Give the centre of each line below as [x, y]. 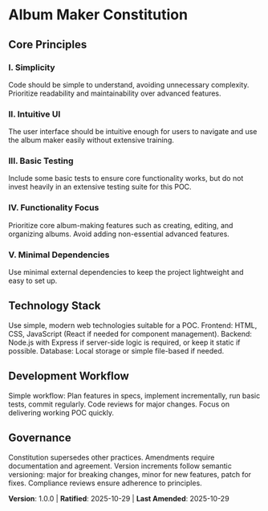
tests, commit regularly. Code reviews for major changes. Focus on [119, 404]
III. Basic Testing [41, 161]
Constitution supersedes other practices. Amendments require [112, 457]
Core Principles [48, 45]
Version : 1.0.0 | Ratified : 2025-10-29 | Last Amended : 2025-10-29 [119, 498]
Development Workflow [69, 376]
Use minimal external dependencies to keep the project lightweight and [126, 272]
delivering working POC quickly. [61, 412]
